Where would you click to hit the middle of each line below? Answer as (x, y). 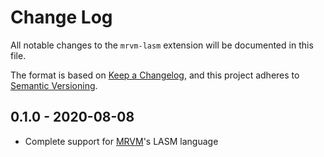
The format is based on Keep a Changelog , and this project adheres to (155, 75)
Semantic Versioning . (54, 85)
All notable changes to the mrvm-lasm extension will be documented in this (162, 45)
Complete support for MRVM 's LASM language (121, 141)
